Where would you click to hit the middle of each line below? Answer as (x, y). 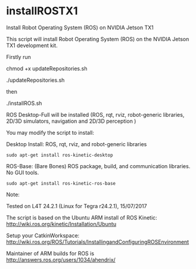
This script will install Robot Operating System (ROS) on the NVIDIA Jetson (98, 39)
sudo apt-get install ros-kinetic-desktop (60, 155)
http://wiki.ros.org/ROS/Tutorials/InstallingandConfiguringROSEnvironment (98, 242)
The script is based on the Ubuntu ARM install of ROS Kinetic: (82, 217)
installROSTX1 (42, 11)
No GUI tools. (23, 172)
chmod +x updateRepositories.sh (47, 68)
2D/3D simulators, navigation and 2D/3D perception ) (71, 121)
